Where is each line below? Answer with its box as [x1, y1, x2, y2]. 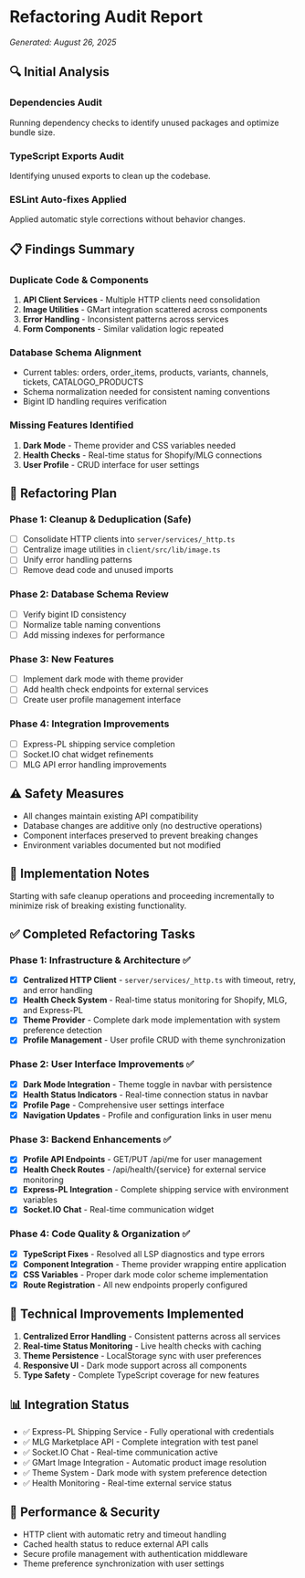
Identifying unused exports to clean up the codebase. [9, 170, 212, 181]
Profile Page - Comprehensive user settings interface [22, 1099, 226, 1110]
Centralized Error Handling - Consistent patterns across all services [22, 1330, 281, 1341]
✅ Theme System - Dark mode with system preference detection [22, 1467, 268, 1477]
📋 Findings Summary [9, 241, 135, 257]
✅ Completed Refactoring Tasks [9, 926, 195, 942]
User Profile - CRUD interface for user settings [22, 459, 200, 470]
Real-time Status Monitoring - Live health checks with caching [22, 1340, 262, 1351]
